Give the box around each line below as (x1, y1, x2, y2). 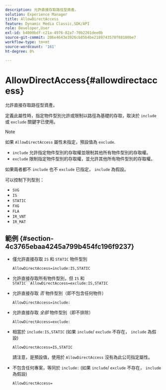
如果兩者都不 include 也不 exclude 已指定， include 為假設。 (5, 166, 129, 172)
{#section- (19, 234, 54, 242)
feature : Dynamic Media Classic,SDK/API (5, 21, 90, 26)
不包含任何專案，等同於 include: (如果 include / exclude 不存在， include (12, 365, 162, 371)
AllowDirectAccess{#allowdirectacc (5, 75, 158, 86)
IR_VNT (12, 214, 26, 219)
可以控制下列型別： (5, 177, 45, 183)
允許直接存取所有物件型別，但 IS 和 (12, 275, 85, 281)
